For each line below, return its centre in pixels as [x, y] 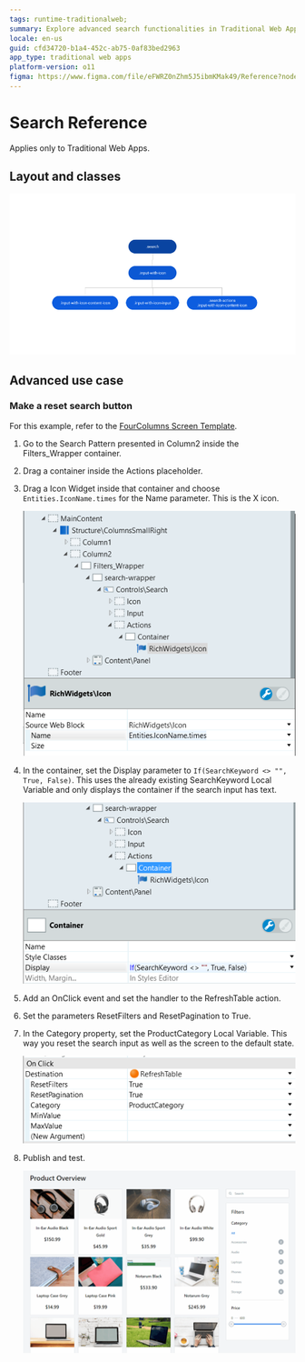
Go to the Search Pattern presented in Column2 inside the [131, 443]
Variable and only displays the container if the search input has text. [149, 789]
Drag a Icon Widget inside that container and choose [121, 488]
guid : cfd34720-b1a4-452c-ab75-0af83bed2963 [95, 48]
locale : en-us [36, 38]
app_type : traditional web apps [70, 58]
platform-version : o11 [52, 67]
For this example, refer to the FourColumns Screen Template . [123, 426]
